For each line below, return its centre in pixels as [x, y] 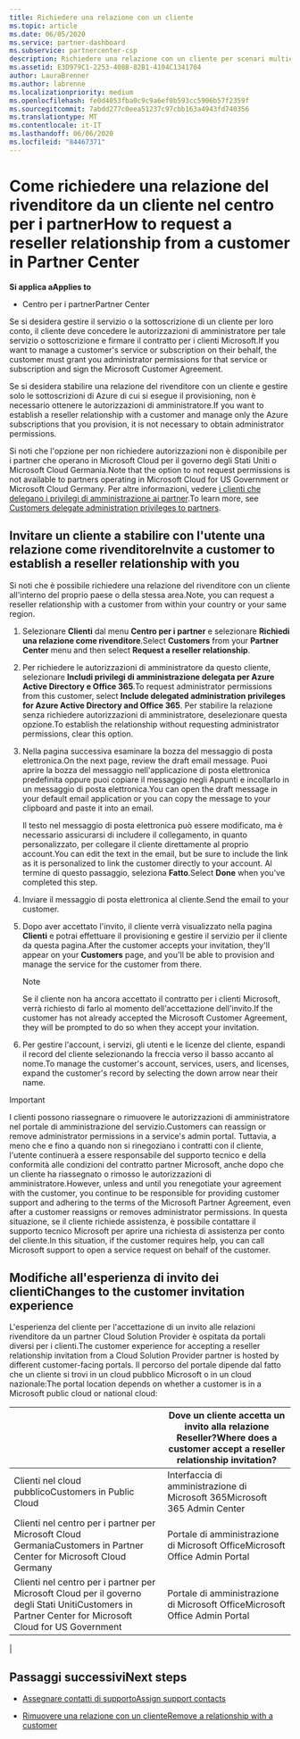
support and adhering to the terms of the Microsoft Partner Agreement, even [150, 1202]
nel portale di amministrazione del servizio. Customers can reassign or [137, 1127]
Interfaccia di [195, 1476]
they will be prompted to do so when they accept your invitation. [141, 1027]
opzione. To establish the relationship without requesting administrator [150, 724]
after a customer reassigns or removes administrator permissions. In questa [149, 1211]
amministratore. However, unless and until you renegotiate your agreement [146, 1183]
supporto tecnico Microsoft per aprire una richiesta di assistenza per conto [147, 1231]
